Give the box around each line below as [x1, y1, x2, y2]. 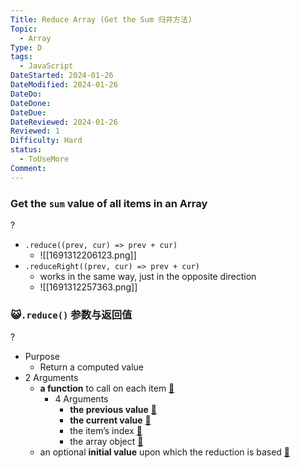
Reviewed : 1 [10, 126, 60, 136]
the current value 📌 [69, 414, 152, 426]
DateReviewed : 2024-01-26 [10, 117, 118, 127]
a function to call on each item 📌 [39, 382, 175, 395]
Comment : [10, 163, 47, 173]
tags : [10, 52, 33, 62]
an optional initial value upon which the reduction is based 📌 [39, 446, 291, 458]
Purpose [24, 351, 61, 363]
